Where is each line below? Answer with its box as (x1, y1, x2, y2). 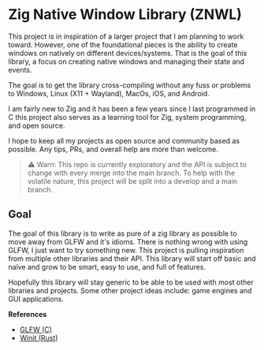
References (8, 309, 47, 318)
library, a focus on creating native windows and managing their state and (8, 57, 245, 66)
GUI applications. (8, 294, 65, 303)
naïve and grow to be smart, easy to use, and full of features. (8, 262, 206, 271)
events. (8, 65, 32, 74)
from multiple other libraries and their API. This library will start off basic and (8, 254, 256, 263)
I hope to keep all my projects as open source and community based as (8, 136, 240, 145)
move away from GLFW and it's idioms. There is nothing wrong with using (8, 236, 248, 246)
